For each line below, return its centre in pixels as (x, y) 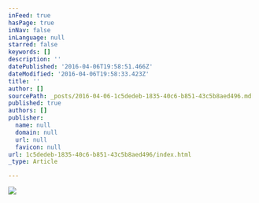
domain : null (37, 132)
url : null (31, 140)
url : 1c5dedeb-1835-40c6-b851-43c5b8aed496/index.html (100, 154)
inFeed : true (30, 15)
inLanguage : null (37, 37)
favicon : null (38, 147)
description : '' (35, 60)
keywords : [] (30, 52)
